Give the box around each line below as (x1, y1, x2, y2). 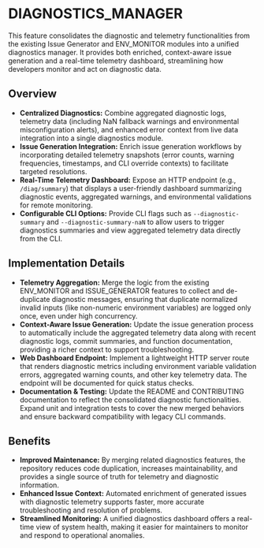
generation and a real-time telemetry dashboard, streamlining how (8, 56, 224, 65)
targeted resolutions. (19, 166, 87, 176)
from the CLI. (19, 233, 63, 243)
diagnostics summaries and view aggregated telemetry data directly (19, 226, 241, 235)
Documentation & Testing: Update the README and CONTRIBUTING (19, 386, 244, 396)
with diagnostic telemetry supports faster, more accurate (19, 498, 205, 507)
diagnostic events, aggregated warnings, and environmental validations (19, 192, 252, 201)
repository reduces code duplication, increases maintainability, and (19, 464, 238, 473)
